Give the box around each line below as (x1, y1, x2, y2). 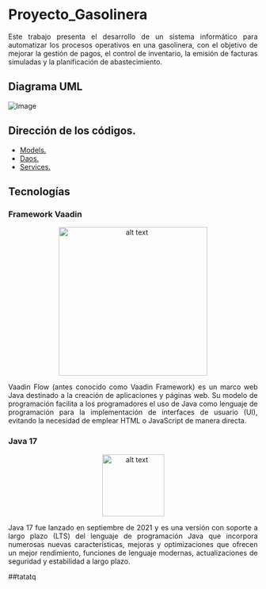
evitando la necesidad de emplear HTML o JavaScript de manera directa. (8, 416, 247, 426)
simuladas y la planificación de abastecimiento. (8, 57, 162, 67)
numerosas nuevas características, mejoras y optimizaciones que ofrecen (8, 539, 258, 549)
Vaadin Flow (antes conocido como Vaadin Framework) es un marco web (8, 382, 258, 392)
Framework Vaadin (8, 208, 82, 220)
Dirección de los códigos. (8, 124, 136, 138)
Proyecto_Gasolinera (8, 6, 148, 24)
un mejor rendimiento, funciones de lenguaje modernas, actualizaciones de (8, 548, 258, 557)
